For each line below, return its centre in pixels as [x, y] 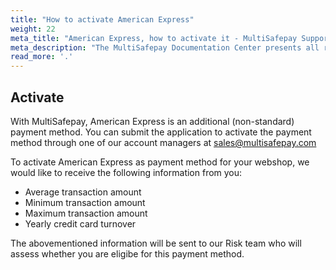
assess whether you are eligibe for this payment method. [127, 253]
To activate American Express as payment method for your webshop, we [160, 162]
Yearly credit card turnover [80, 223]
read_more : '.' [42, 57]
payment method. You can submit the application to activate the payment [161, 132]
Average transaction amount [83, 192]
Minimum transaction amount [85, 202]
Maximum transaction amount [86, 213]
